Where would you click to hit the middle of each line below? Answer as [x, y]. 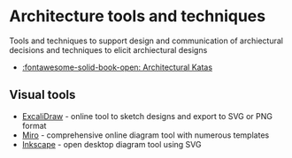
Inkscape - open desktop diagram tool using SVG [111, 144]
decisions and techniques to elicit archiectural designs [108, 49]
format [34, 125]
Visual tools [42, 95]
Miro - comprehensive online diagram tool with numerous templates [146, 135]
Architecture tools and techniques [138, 16]
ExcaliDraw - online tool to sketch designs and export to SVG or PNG [147, 116]
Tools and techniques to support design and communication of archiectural [146, 41]
